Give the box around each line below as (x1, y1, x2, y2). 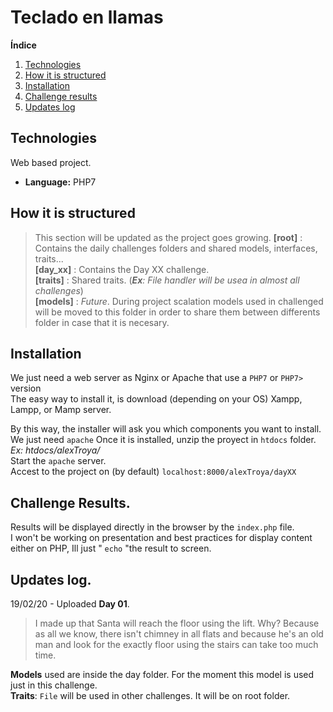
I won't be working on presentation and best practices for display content (10, 532, 313, 544)
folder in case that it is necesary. (34, 316, 170, 328)
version (10, 382, 42, 395)
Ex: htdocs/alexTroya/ (10, 444, 101, 456)
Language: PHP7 (24, 176, 97, 188)
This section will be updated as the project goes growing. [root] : (34, 231, 303, 243)
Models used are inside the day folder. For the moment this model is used (10, 669, 315, 680)
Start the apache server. (10, 455, 107, 467)
